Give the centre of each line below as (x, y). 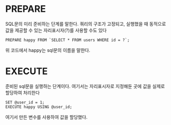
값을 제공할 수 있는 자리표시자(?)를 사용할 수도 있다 (56, 30)
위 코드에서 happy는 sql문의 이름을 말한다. (48, 50)
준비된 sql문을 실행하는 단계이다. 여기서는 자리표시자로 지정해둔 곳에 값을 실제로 (85, 86)
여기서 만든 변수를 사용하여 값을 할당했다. (46, 117)
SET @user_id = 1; (25, 102)
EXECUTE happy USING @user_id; (39, 107)
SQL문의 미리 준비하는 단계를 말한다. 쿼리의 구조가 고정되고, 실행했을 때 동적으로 (86, 24)
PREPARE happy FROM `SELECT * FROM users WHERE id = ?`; (68, 40)
